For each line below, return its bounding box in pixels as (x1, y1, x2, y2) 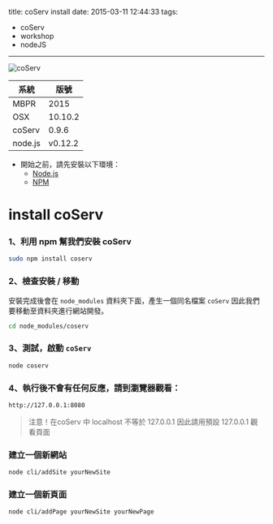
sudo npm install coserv (8, 255, 93, 263)
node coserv (8, 361, 49, 370)
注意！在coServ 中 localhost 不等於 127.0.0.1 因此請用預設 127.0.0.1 (28, 417, 249, 427)
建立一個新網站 (8, 449, 67, 461)
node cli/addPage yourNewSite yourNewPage (8, 508, 154, 516)
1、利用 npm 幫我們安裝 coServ (8, 236, 132, 247)
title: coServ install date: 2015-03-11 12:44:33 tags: (8, 7, 179, 16)
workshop (19, 32, 54, 41)
